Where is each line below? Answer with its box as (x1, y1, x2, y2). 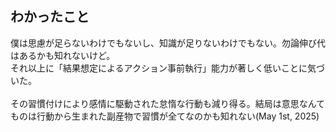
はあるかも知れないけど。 (10, 49, 116, 61)
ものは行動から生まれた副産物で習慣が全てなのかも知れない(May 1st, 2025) (10, 110, 320, 122)
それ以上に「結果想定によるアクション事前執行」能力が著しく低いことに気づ (10, 62, 325, 74)
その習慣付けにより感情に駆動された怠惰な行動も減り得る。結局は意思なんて (10, 97, 326, 109)
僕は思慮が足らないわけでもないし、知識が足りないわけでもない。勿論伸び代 (10, 37, 326, 49)
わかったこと (10, 8, 90, 26)
